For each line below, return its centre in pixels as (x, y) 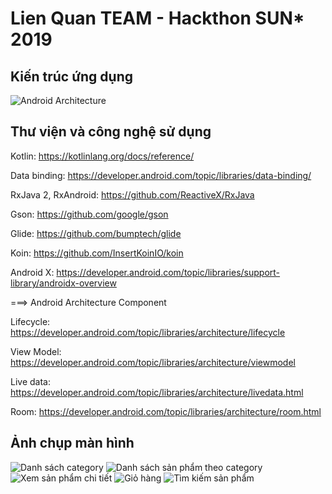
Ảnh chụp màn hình (72, 443)
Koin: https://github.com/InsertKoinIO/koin (97, 253)
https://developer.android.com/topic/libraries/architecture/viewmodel (153, 362)
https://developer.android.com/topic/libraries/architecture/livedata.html (157, 392)
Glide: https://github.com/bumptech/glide (96, 233)
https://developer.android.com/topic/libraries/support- (168, 272)
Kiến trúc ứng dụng (71, 76)
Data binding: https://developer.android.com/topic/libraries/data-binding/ (161, 175)
